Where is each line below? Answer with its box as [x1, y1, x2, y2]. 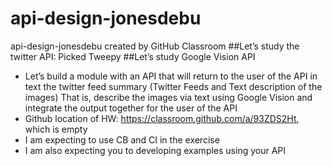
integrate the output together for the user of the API [24, 102, 238, 114]
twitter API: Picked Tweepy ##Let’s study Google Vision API [10, 50, 256, 62]
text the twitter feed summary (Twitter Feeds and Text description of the [24, 80, 323, 92]
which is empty [24, 123, 88, 135]
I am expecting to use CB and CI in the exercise [24, 133, 220, 146]
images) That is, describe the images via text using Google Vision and [24, 91, 313, 103]
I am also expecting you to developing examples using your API [24, 144, 287, 156]
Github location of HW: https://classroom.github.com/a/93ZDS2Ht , [24, 112, 300, 124]
